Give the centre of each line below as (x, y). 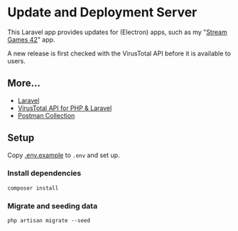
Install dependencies (44, 173)
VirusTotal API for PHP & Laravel (65, 108)
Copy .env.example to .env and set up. (64, 155)
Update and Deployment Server (102, 12)
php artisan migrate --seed (49, 221)
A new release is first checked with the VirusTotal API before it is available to (119, 53)
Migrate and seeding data (53, 205)
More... (24, 84)
